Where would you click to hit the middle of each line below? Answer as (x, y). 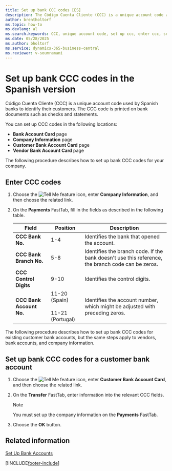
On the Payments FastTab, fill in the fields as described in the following (88, 210)
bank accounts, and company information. (50, 343)
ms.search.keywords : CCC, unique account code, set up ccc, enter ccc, (83, 34)
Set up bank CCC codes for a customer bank (78, 359)
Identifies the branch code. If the (124, 251)
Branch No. (29, 261)
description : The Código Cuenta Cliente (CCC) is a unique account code (84, 15)
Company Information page (42, 140)
